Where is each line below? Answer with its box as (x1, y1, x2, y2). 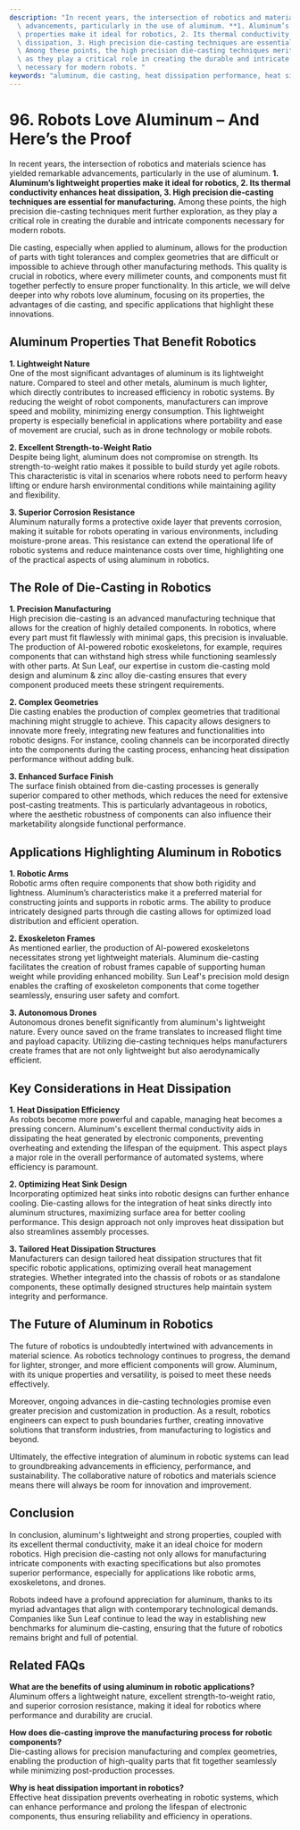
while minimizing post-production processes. (9, 1766, 176, 1776)
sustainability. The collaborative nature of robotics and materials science (9, 1470, 277, 1481)
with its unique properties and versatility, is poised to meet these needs (9, 1369, 272, 1380)
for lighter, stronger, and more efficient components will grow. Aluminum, (9, 1359, 278, 1370)
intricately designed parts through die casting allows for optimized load (9, 906, 271, 917)
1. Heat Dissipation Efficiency (9, 1104, 121, 1115)
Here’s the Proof (9, 129, 132, 148)
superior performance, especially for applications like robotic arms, (9, 1567, 257, 1578)
